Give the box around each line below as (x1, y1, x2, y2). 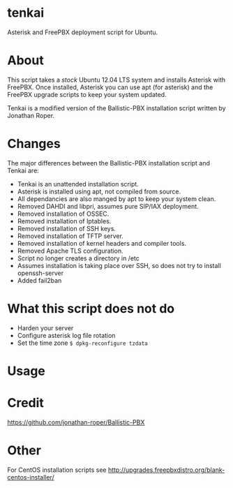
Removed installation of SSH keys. (17, 224, 116, 232)
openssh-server (17, 269, 64, 277)
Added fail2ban (17, 276, 62, 284)
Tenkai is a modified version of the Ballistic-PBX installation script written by (7, 103, 226, 112)
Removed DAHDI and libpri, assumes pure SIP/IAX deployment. (17, 202, 199, 210)
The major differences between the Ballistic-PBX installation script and (7, 158, 211, 167)
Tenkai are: (7, 166, 40, 175)
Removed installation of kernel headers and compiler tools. (17, 239, 187, 247)
